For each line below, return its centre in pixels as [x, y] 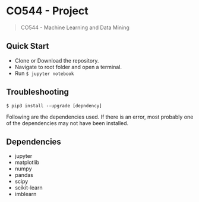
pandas [24, 175]
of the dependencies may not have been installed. [67, 123]
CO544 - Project [47, 11]
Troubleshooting [38, 92]
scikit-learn [29, 188]
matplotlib [27, 163]
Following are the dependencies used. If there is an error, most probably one [100, 117]
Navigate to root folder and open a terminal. [68, 67]
